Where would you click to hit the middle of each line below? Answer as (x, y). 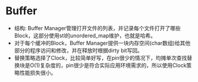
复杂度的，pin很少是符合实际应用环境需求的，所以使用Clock (113, 65)
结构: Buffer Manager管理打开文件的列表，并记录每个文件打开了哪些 (97, 28)
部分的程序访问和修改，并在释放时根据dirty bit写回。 (78, 50)
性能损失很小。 (38, 72)
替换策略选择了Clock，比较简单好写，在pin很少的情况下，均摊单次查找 (100, 58)
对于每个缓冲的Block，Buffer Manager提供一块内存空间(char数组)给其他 (102, 43)
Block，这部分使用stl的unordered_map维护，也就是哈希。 (85, 35)
